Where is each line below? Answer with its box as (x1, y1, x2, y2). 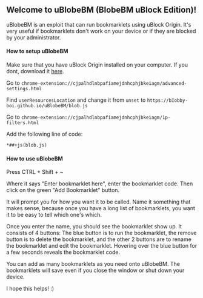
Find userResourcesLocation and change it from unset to (6, 96, 146, 104)
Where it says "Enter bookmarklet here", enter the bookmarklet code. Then (6, 180, 193, 187)
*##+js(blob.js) (6, 142, 47, 148)
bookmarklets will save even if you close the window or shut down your (6, 267, 185, 274)
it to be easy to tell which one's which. (6, 211, 102, 219)
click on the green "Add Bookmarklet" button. (6, 187, 120, 194)
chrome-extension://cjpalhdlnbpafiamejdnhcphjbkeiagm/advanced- (21, 81, 187, 87)
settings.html (6, 86, 42, 92)
